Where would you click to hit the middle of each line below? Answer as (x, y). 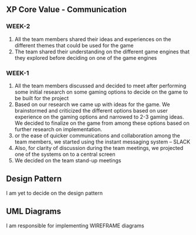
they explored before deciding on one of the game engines (86, 57)
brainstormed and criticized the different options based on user (91, 110)
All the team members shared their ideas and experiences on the (93, 39)
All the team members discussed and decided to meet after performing (100, 86)
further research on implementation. (58, 129)
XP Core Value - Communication (67, 10)
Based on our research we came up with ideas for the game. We (92, 104)
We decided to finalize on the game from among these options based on (102, 123)
